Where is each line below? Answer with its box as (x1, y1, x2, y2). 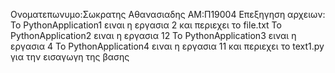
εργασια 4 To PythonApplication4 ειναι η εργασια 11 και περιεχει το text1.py (10, 40, 325, 52)
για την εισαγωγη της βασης (10, 51, 130, 63)
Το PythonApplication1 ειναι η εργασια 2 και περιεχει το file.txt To (10, 19, 282, 31)
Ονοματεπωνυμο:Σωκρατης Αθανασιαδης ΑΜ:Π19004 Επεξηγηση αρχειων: (10, 9, 326, 20)
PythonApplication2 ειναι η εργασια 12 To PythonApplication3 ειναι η (10, 30, 297, 41)
